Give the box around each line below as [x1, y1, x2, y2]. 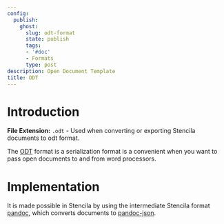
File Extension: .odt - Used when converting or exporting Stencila [7, 127, 196, 135]
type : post [25, 61, 57, 68]
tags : [25, 42, 41, 49]
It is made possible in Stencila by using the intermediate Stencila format [7, 201, 210, 210]
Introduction [7, 104, 80, 119]
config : [7, 10, 30, 17]
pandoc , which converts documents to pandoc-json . [7, 209, 156, 217]
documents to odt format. [7, 134, 80, 142]
